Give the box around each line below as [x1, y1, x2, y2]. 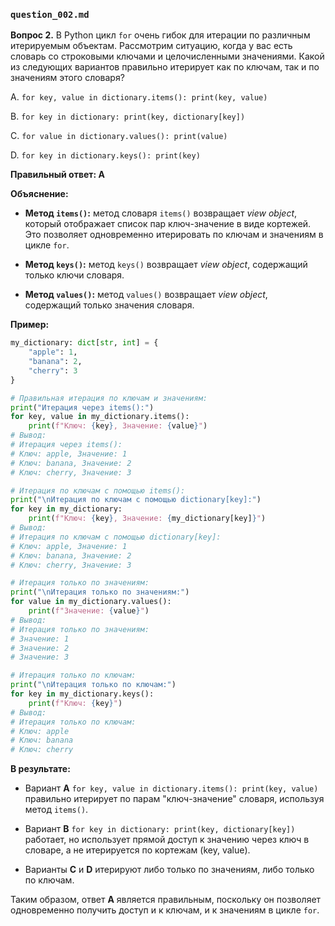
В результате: [10, 763, 71, 775]
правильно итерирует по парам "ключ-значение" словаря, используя [24, 793, 325, 805]
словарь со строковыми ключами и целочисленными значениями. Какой [10, 50, 325, 63]
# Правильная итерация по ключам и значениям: [10, 393, 208, 403]
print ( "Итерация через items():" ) [10, 402, 155, 413]
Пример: [10, 319, 50, 331]
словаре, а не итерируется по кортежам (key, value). [24, 844, 251, 856]
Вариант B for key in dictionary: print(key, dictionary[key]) [24, 823, 296, 835]
